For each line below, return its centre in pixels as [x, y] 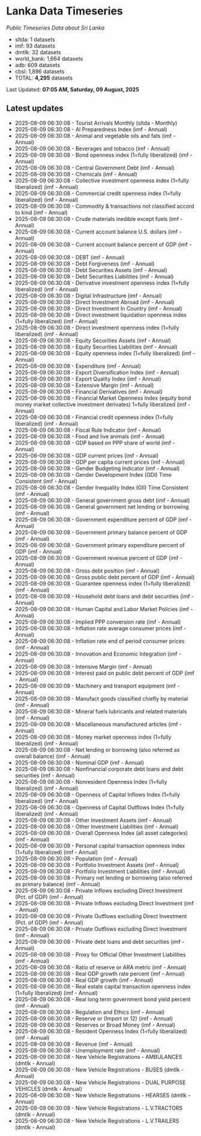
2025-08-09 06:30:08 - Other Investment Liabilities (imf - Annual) [97, 827]
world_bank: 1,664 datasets [49, 58]
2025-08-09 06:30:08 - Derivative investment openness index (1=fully [102, 283]
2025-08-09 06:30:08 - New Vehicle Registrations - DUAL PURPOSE [100, 1082]
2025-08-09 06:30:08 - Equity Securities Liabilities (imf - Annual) [96, 347]
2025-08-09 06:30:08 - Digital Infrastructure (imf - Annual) [88, 296]
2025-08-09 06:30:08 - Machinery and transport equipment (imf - [97, 686]
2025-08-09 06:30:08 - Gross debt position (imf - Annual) [87, 571]
